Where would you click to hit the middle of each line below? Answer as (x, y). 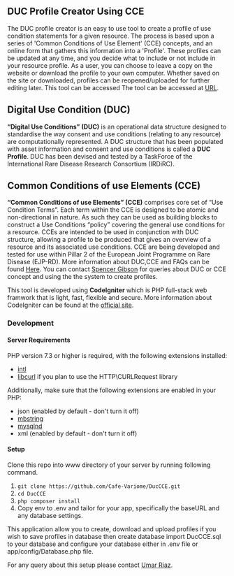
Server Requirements (39, 340)
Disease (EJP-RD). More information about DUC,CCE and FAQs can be (108, 262)
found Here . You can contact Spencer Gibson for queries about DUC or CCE (117, 269)
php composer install (49, 501)
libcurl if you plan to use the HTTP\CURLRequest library (97, 376)
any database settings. (50, 515)
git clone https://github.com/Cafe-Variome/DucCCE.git (99, 486)
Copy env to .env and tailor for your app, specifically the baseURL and (118, 508)
